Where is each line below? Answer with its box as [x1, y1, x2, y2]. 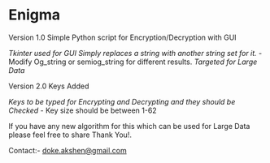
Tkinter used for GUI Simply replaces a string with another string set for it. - [8, 48, 263, 58]
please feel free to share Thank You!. [8, 130, 133, 139]
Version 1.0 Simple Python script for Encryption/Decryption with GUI [8, 32, 237, 42]
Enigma [8, 6, 61, 24]
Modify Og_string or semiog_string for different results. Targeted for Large [8, 57, 258, 66]
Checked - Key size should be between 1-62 [8, 105, 157, 115]
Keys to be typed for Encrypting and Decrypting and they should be [8, 97, 236, 106]
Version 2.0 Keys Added [8, 81, 89, 91]
